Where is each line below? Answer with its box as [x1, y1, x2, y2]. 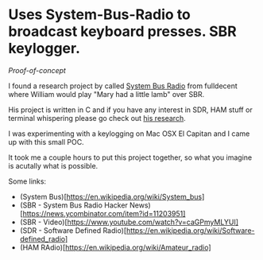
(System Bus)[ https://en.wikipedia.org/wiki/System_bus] [19, 192, 205, 201]
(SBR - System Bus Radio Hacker [19, 200, 129, 210]
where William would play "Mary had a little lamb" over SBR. [8, 89, 205, 99]
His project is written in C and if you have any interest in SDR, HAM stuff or [8, 105, 253, 114]
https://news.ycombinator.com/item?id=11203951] [22, 208, 186, 218]
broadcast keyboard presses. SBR [8, 22, 237, 41]
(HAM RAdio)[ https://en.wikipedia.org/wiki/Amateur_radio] [19, 243, 212, 252]
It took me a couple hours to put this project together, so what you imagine [8, 153, 253, 162]
